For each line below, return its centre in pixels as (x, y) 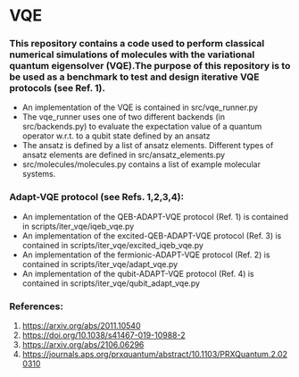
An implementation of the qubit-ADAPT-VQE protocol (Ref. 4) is (138, 273)
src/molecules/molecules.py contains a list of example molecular (141, 164)
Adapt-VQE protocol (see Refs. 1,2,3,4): (97, 197)
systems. (39, 174)
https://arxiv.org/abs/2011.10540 (81, 326)
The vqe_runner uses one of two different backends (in (124, 117)
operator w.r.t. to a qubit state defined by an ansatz (116, 136)
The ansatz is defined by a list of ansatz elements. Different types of (148, 146)
